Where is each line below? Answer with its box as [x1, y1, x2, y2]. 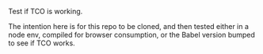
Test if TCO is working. [8, 7, 83, 16]
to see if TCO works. [8, 38, 75, 48]
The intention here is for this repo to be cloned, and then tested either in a [8, 22, 250, 31]
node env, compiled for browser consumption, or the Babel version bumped [8, 31, 256, 39]
